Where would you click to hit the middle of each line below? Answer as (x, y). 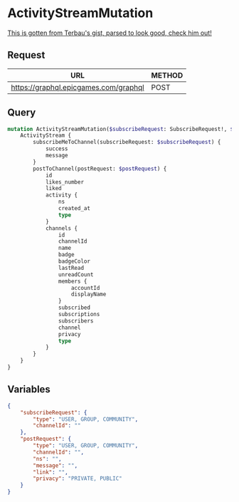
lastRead (71, 268)
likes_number (64, 182)
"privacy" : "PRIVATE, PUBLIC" (78, 479)
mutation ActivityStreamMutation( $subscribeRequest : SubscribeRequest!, (117, 129)
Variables (29, 389)
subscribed (74, 308)
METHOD (167, 75)
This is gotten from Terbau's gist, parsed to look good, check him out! (110, 33)
